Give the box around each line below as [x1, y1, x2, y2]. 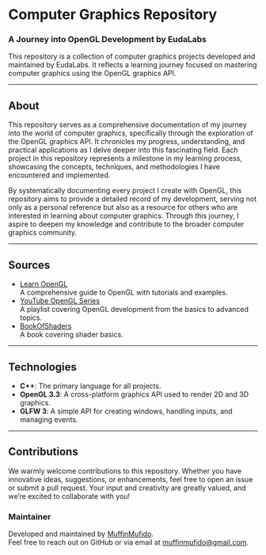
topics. [19, 313, 43, 322]
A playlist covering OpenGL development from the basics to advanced [19, 305, 249, 314]
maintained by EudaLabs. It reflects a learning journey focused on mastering [8, 60, 257, 70]
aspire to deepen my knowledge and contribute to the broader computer [8, 219, 245, 229]
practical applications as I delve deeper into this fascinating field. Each [8, 145, 239, 155]
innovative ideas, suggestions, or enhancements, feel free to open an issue [8, 474, 253, 484]
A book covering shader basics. [19, 330, 124, 340]
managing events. [19, 414, 78, 424]
